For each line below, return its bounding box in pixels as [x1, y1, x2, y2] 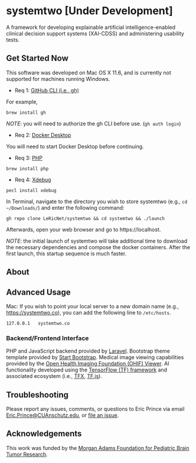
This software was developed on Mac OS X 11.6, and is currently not [6, 69, 171, 76]
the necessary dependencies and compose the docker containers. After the [6, 243, 191, 250]
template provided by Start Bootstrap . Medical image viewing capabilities [6, 354, 184, 361]
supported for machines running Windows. [6, 75, 110, 82]
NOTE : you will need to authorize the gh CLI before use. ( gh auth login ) [6, 120, 181, 127]
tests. [6, 36, 19, 43]
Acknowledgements [6, 429, 82, 439]
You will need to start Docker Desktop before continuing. [6, 143, 144, 150]
